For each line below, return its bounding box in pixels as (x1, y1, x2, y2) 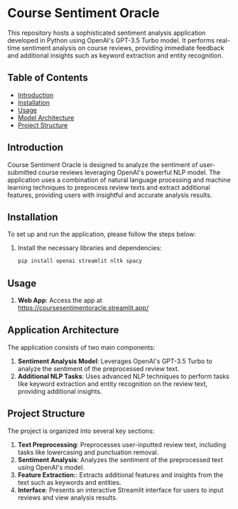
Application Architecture (7, 324, 119, 336)
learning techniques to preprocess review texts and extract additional (7, 183, 211, 191)
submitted (7, 168, 37, 176)
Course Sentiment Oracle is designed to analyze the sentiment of (7, 160, 198, 168)
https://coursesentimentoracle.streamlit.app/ (17, 304, 149, 312)
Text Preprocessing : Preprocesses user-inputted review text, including (17, 440, 227, 449)
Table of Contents (7, 72, 89, 84)
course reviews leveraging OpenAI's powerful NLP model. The (38, 168, 221, 176)
